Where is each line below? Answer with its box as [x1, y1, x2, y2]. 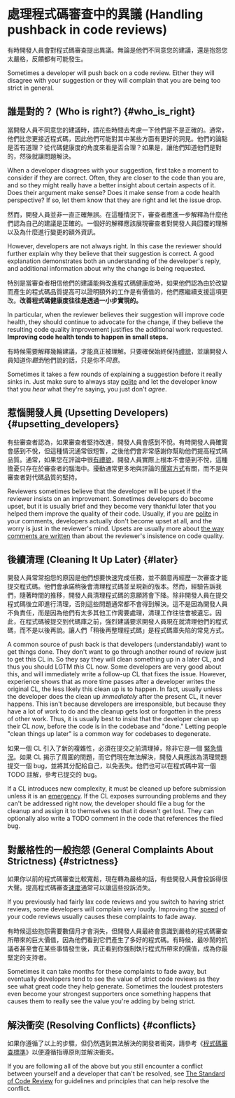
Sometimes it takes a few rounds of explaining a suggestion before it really [7, 370, 222, 378]
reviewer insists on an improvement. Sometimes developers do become [7, 494, 213, 502]
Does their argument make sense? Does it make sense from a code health [7, 188, 220, 196]
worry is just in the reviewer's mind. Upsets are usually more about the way [7, 524, 225, 533]
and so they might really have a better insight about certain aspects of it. [7, 180, 216, 189]
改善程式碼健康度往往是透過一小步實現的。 [20, 296, 142, 304]
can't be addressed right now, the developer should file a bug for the [7, 799, 206, 808]
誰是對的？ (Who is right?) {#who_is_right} [7, 106, 196, 118]
